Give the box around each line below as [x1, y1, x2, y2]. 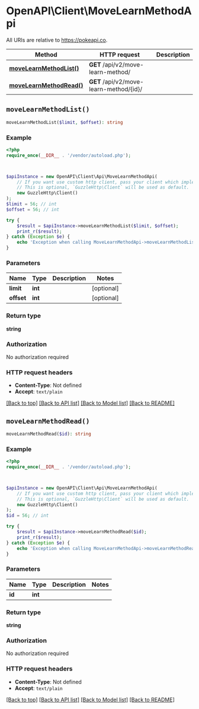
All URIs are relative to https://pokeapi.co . [6, 36, 108, 43]
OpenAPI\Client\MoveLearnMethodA [6, 4, 192, 18]
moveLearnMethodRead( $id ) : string [6, 431, 92, 437]
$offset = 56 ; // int [6, 206, 60, 212]
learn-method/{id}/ [88, 85, 143, 93]
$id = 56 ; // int [6, 513, 49, 519]
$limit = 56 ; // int [6, 201, 57, 207]
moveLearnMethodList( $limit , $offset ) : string [6, 119, 123, 125]
